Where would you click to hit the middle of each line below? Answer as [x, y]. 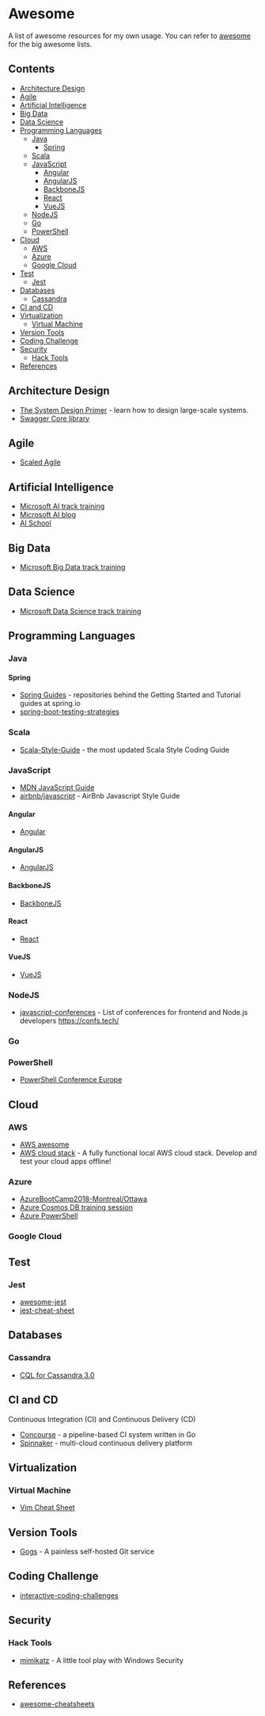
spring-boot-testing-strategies [70, 712]
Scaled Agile [40, 462]
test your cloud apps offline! [66, 1161]
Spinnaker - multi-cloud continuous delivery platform [106, 1443]
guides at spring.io [50, 704]
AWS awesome [44, 1145]
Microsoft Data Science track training [80, 611]
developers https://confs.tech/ [69, 1021]
